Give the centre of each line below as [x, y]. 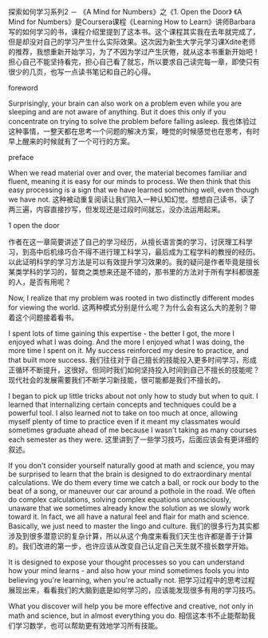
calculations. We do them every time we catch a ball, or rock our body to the [134, 482]
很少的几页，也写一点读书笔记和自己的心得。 [82, 72]
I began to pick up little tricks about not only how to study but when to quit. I [133, 396]
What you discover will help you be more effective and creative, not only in [131, 606]
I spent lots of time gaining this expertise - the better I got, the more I [122, 333]
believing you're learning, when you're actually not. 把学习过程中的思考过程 [132, 580]
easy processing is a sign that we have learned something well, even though [134, 190]
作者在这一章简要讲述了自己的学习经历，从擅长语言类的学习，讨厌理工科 [127, 242]
